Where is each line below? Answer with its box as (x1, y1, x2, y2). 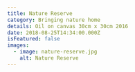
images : (7, 42, 30, 49)
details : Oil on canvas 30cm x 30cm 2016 (7, 23, 129, 29)
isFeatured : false (7, 36, 60, 43)
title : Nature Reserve (7, 10, 73, 17)
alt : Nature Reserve (19, 55, 79, 62)
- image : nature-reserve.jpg (13, 49, 98, 56)
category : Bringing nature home (7, 16, 100, 23)
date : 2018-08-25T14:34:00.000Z (7, 29, 100, 36)
